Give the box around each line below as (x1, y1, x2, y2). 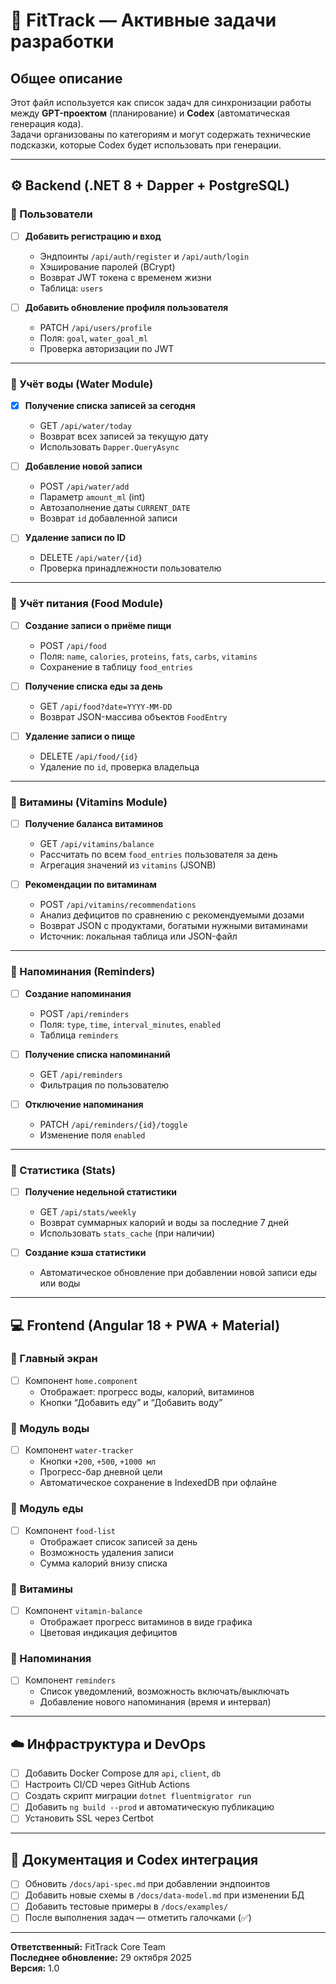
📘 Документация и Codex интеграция (10, 1851, 259, 1868)
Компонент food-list (24, 1524, 116, 1536)
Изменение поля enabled (39, 1129, 146, 1141)
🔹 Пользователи (10, 207, 93, 221)
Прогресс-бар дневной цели (39, 1466, 163, 1478)
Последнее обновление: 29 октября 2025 (10, 1952, 192, 1964)
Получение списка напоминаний (24, 1048, 171, 1060)
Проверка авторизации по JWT (39, 342, 175, 354)
